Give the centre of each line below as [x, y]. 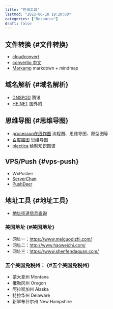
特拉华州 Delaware [31, 295]
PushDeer [22, 184]
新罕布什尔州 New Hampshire [42, 301]
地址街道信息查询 [29, 213]
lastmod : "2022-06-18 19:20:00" [38, 14]
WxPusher [23, 173]
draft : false [18, 23]
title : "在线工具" [23, 10]
